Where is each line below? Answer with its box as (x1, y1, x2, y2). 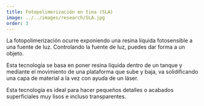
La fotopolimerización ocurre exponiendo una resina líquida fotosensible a (6, 37, 193, 44)
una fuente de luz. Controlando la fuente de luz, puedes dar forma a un (6, 43, 185, 51)
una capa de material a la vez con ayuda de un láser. (6, 74, 139, 82)
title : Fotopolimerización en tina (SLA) (6, 9, 114, 15)
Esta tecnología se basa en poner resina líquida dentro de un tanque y (6, 62, 183, 69)
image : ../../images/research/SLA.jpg (6, 15, 105, 21)
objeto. (6, 50, 24, 57)
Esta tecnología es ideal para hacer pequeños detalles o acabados (6, 87, 174, 94)
